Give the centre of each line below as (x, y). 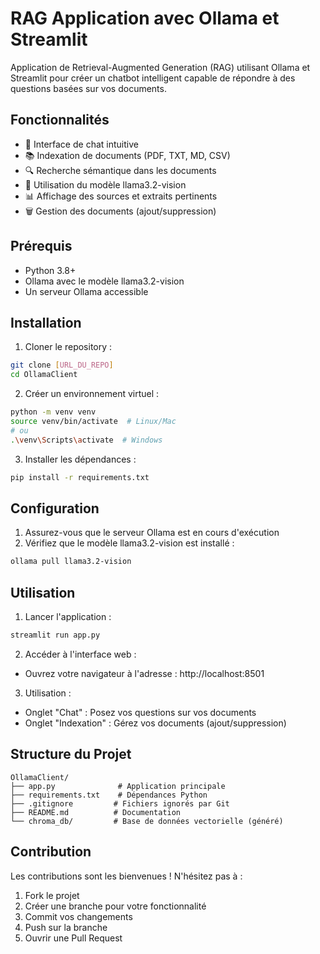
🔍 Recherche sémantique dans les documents (120, 170)
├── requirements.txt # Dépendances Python (109, 795)
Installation (46, 322)
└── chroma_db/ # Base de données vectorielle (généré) (147, 821)
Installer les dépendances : (80, 459)
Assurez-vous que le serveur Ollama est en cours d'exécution (152, 533)
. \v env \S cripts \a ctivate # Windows (86, 440)
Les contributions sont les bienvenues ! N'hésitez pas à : (126, 876)
